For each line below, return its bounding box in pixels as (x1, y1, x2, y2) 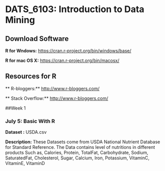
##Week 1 (5, 105, 26, 111)
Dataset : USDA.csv (5, 129, 47, 135)
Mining (5, 14, 35, 26)
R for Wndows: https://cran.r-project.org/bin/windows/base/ (5, 48, 132, 53)
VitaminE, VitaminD (5, 160, 45, 166)
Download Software (5, 34, 69, 43)
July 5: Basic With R (5, 118, 56, 125)
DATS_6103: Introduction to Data (5, 4, 145, 15)
